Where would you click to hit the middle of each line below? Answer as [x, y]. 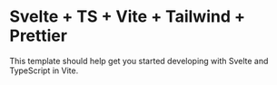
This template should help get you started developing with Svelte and [139, 61]
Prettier [39, 36]
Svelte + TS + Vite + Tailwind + [127, 17]
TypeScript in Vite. [44, 71]
